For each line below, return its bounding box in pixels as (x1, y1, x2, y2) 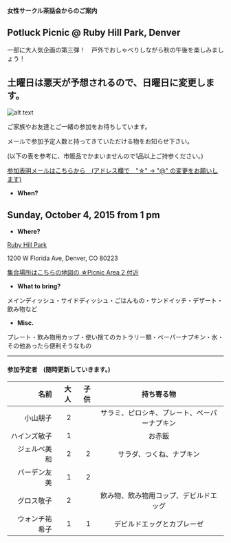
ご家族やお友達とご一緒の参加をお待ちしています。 (7, 123, 151, 131)
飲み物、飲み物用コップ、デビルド (100, 491, 211, 500)
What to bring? (16, 282, 61, 290)
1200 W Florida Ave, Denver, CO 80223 (7, 254, 118, 262)
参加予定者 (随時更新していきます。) (7, 365, 111, 373)
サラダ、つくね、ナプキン (118, 449, 201, 459)
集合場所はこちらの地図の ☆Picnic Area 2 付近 (7, 268, 139, 277)
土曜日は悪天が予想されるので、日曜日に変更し (7, 77, 206, 88)
